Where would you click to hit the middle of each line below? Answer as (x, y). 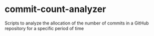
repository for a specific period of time (44, 28)
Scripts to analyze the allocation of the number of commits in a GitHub (77, 23)
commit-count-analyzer (55, 9)
